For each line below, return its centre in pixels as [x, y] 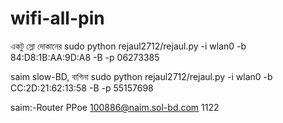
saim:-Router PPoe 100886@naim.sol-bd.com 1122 [115, 107]
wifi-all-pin [57, 18]
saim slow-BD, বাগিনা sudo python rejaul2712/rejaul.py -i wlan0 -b [141, 76]
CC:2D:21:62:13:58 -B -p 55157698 [82, 88]
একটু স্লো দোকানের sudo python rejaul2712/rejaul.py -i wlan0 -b [128, 46]
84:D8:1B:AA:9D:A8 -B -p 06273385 [85, 57]
